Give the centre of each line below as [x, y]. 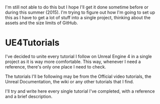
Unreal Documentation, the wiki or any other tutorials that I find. [70, 81]
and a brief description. [29, 96]
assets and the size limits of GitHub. [42, 23]
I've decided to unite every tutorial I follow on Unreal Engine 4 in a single [79, 56]
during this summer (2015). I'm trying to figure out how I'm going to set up [80, 12]
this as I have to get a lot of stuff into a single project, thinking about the [78, 17]
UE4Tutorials [32, 43]
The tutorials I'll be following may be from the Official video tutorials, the [78, 76]
